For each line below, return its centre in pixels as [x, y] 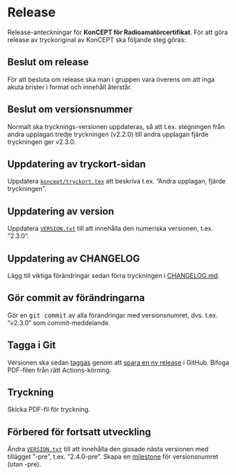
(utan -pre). [24, 464]
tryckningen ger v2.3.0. [42, 142]
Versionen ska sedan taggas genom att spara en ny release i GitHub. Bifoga [118, 362]
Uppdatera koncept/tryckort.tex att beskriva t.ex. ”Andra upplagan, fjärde [117, 181]
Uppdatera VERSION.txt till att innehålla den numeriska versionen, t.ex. [111, 228]
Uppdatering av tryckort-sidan [77, 164]
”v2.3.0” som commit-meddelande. [59, 322]
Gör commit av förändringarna [76, 298]
